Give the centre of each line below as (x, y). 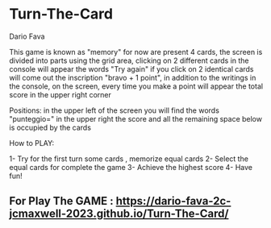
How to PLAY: (32, 143)
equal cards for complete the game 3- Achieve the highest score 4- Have (131, 167)
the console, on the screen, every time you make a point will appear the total (136, 86)
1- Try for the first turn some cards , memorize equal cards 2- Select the (129, 159)
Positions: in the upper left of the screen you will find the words (115, 110)
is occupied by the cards (50, 127)
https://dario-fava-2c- (173, 201)
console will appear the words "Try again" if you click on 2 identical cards (131, 68)
